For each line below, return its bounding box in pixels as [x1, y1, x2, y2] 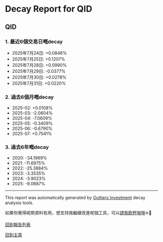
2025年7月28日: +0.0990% [12, 62, 67, 68]
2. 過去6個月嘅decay [5, 94, 54, 100]
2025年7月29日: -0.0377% [12, 68, 66, 74]
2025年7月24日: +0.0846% [12, 50, 67, 56]
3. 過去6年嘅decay [5, 144, 49, 151]
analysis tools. [5, 200, 34, 206]
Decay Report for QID [5, 3, 92, 15]
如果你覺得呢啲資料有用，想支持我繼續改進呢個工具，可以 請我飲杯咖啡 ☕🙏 [5, 210, 152, 216]
